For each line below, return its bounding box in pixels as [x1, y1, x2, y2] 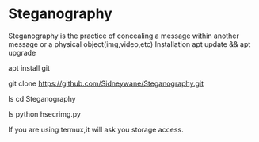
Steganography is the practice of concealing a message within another [8, 31, 239, 40]
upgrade [8, 48, 36, 57]
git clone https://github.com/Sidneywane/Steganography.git [8, 79, 204, 88]
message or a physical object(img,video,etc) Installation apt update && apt [8, 39, 251, 48]
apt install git [8, 63, 50, 72]
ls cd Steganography [8, 94, 77, 103]
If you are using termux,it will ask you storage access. [8, 125, 184, 134]
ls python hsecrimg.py [8, 109, 82, 119]
